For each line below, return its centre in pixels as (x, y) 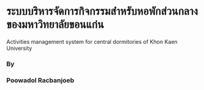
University (19, 48)
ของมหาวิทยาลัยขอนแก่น (55, 25)
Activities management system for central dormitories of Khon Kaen (92, 41)
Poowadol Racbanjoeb (40, 80)
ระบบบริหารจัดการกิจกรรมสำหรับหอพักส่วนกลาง (102, 11)
